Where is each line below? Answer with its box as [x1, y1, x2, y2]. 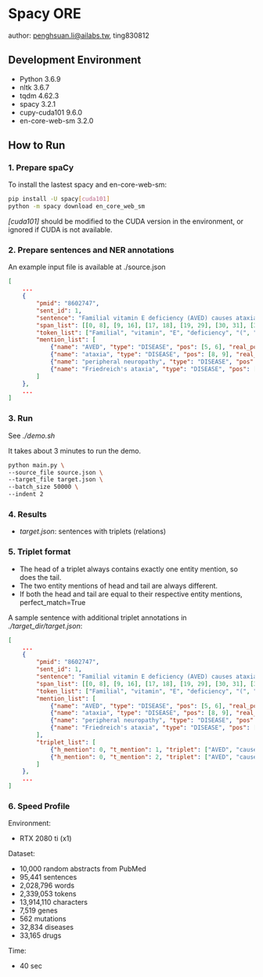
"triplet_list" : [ [36, 738, 96, 746]
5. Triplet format [8, 546, 71, 557]
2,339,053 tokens [19, 889, 77, 899]
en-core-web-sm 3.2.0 [19, 115, 94, 126]
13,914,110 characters [19, 898, 88, 907]
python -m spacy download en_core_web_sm [8, 202, 146, 210]
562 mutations [19, 914, 67, 924]
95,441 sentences [19, 873, 77, 882]
